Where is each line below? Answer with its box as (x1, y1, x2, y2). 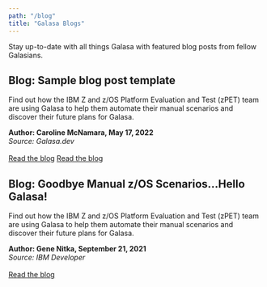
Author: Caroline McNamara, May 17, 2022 (8, 128, 154, 137)
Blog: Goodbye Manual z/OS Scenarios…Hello (8, 177, 245, 191)
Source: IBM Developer (8, 252, 86, 263)
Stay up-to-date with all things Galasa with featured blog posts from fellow (8, 41, 257, 51)
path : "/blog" (8, 11, 57, 20)
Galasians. (8, 50, 43, 60)
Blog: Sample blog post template (8, 74, 176, 87)
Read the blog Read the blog (8, 154, 104, 163)
